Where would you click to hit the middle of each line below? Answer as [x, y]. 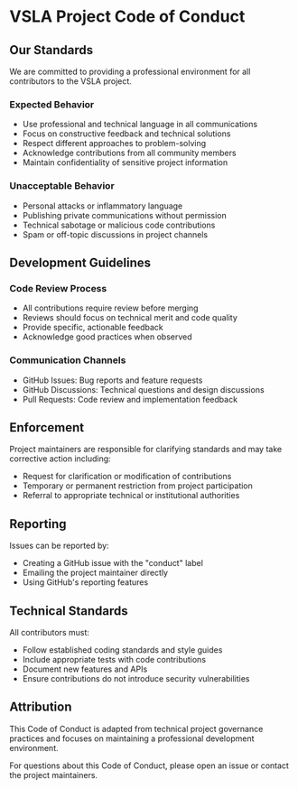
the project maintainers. [53, 775]
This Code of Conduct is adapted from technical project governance [136, 729]
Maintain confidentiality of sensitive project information [125, 162]
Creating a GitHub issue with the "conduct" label [112, 563]
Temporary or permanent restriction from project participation [137, 486]
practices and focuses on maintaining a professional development [132, 738]
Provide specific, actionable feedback [93, 328]
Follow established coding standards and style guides [122, 650]
